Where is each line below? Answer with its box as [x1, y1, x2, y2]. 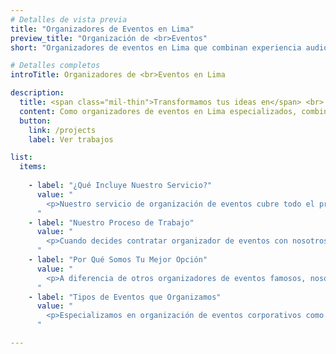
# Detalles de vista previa [10, 14, 128, 25]
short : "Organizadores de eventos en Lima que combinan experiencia [10, 42, 302, 53]
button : [19, 116, 52, 126]
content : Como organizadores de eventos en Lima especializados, [19, 106, 298, 116]
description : [10, 88, 65, 98]
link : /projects [28, 125, 97, 135]
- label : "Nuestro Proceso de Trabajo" [28, 217, 195, 228]
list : [10, 152, 33, 163]
